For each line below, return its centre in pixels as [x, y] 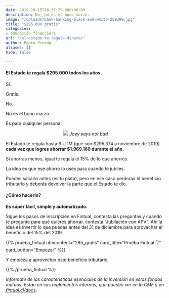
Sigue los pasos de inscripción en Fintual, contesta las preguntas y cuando [84, 216]
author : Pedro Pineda [29, 43]
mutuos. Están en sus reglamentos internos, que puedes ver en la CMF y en [85, 284]
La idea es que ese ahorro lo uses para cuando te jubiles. [66, 168]
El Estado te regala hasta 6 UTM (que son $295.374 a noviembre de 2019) [83, 143]
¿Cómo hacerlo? [24, 195]
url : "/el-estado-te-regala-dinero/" [46, 38]
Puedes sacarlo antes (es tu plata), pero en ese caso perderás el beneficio [83, 178]
